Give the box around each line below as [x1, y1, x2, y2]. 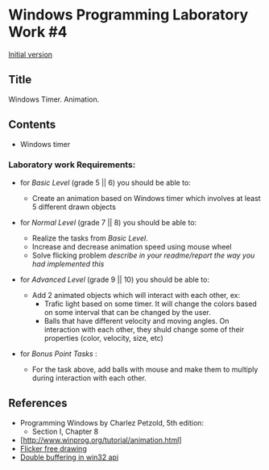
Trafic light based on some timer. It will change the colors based [43, 299, 258, 308]
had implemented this [31, 258, 105, 268]
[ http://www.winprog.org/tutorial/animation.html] [19, 434, 182, 445]
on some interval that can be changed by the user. [43, 307, 211, 317]
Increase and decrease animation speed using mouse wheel [31, 241, 232, 251]
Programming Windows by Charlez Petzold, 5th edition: [19, 418, 204, 427]
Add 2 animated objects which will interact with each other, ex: [31, 290, 241, 300]
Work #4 [8, 23, 68, 41]
